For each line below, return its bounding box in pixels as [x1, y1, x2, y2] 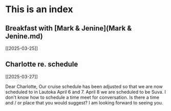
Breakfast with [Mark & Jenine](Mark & [5, 24, 132, 33]
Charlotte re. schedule [5, 60, 78, 69]
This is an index [5, 4, 73, 15]
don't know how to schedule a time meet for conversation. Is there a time [5, 94, 160, 100]
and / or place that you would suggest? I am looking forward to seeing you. [5, 99, 163, 105]
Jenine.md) [5, 32, 43, 40]
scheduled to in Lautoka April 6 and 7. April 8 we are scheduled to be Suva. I [5, 89, 166, 95]
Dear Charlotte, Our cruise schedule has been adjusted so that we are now [5, 83, 163, 90]
